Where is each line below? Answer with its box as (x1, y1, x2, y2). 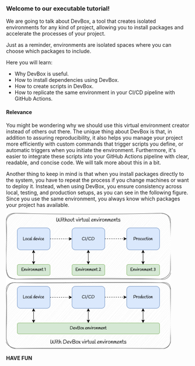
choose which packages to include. (6, 48, 92, 55)
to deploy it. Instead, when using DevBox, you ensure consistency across (6, 182, 182, 189)
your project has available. (6, 201, 70, 208)
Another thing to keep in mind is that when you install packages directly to (6, 170, 184, 177)
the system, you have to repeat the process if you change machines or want (6, 177, 189, 184)
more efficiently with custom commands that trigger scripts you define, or (6, 140, 184, 147)
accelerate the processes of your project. (6, 30, 106, 37)
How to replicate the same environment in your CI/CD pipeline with (14, 89, 175, 96)
